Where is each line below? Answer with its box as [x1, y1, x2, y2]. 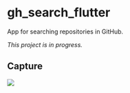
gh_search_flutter [7, 5, 111, 21]
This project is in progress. [7, 40, 83, 49]
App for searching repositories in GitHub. [7, 27, 124, 36]
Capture [7, 60, 43, 72]
